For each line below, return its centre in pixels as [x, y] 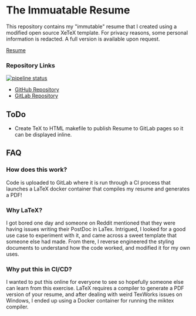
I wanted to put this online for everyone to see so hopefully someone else [95, 282]
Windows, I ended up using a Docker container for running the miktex [90, 301]
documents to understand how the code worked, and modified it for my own [98, 248]
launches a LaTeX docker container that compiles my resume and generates [98, 189]
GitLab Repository [36, 96]
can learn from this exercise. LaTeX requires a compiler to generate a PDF [95, 288]
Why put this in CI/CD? [39, 269]
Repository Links [31, 65]
